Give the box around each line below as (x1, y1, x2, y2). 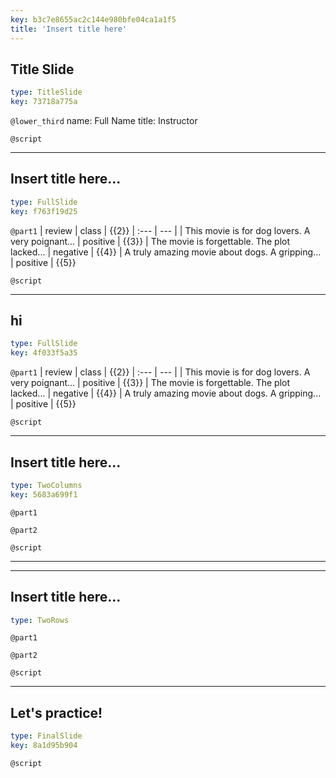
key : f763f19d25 (10, 206, 78, 216)
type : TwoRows (10, 615, 70, 625)
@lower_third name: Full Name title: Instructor (10, 115, 198, 127)
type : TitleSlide (10, 87, 83, 98)
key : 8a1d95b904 (10, 741, 78, 751)
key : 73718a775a (10, 97, 78, 107)
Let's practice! (10, 704, 103, 721)
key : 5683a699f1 (10, 489, 78, 500)
